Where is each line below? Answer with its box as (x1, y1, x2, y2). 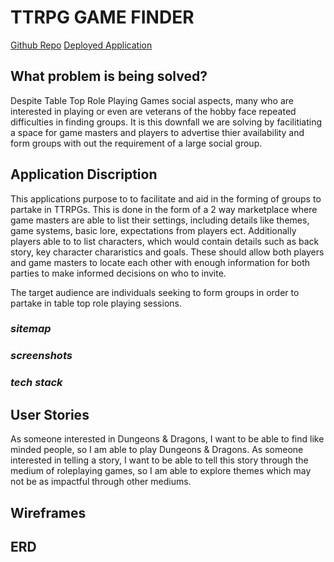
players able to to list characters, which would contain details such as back (10, 235, 320, 247)
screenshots (10, 349, 73, 363)
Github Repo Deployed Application (10, 39, 153, 51)
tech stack (10, 376, 63, 390)
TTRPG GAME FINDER (10, 6, 195, 29)
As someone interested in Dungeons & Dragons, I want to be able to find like (10, 433, 325, 445)
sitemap (10, 322, 52, 336)
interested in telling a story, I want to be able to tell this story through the (10, 454, 309, 466)
